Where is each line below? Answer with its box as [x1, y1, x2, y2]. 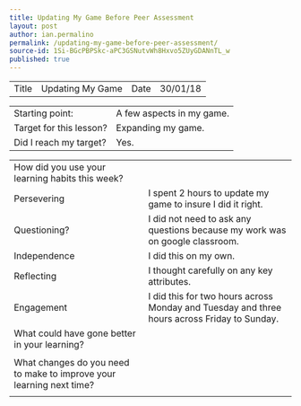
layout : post [9, 22, 58, 31]
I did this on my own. [147, 250, 236, 261]
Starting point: [13, 107, 73, 119]
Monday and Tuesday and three [147, 302, 282, 313]
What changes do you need [13, 357, 130, 368]
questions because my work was [147, 224, 287, 236]
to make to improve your [13, 367, 116, 380]
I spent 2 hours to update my [147, 187, 270, 199]
